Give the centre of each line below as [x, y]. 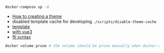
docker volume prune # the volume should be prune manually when [73, 46]
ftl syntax [21, 37]
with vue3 [22, 32]
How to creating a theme [37, 16]
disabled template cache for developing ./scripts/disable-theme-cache [84, 21]
